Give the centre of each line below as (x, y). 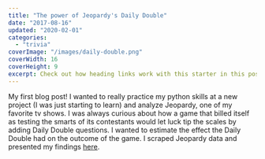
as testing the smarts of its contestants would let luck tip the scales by (122, 121)
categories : (28, 37)
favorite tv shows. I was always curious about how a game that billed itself (129, 113)
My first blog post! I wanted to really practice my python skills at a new (123, 96)
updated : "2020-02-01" (45, 30)
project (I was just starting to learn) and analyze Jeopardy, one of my (120, 105)
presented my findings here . (54, 146)
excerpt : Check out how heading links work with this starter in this (127, 74)
